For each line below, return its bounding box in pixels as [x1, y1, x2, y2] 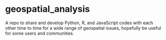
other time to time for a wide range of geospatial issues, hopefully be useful [5, 25, 161, 31]
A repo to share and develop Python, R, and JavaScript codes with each [5, 20, 153, 26]
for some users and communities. [5, 30, 74, 36]
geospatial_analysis [5, 3, 90, 15]
